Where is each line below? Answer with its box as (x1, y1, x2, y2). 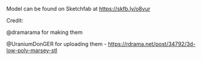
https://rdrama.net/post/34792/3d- (108, 41, 196, 47)
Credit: (6, 17, 24, 24)
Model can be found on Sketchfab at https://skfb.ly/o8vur (6, 5, 151, 12)
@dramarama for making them (6, 28, 83, 36)
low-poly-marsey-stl (6, 47, 58, 54)
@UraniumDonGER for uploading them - (6, 41, 107, 47)
